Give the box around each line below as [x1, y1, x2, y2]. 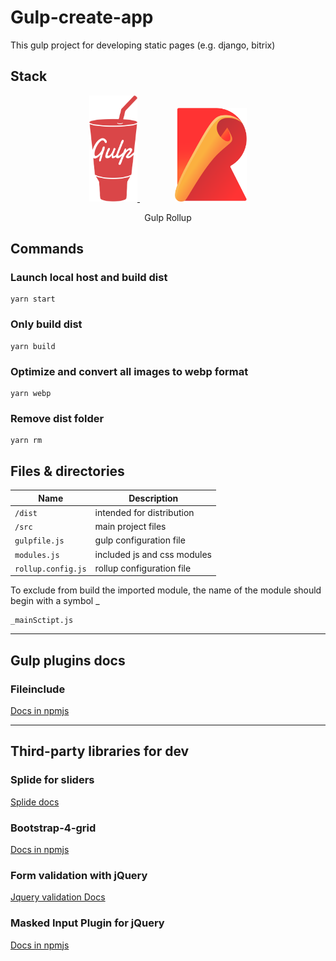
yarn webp [10, 389, 52, 399]
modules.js [14, 550, 60, 560]
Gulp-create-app [10, 6, 154, 29]
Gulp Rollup [144, 211, 192, 223]
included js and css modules [94, 548, 212, 560]
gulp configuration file [94, 534, 186, 546]
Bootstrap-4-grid [10, 821, 97, 835]
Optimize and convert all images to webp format [10, 364, 249, 378]
